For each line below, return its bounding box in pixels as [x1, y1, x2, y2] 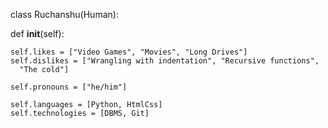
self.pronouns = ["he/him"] [10, 82, 128, 92]
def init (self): [10, 28, 65, 39]
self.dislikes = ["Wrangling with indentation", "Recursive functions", [10, 56, 320, 66]
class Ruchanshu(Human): [10, 9, 119, 20]
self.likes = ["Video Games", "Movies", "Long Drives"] [10, 47, 248, 57]
